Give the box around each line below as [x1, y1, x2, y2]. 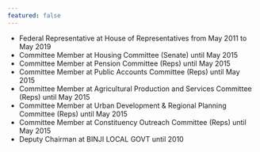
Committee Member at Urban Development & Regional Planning [18, 101, 227, 110]
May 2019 [18, 41, 52, 51]
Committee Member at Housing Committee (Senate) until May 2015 [18, 50, 239, 59]
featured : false [7, 11, 61, 20]
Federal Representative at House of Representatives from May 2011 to [18, 33, 247, 43]
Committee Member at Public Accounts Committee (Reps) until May [18, 66, 240, 76]
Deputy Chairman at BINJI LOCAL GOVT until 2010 [18, 134, 184, 143]
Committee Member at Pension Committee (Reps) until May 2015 [18, 59, 231, 68]
